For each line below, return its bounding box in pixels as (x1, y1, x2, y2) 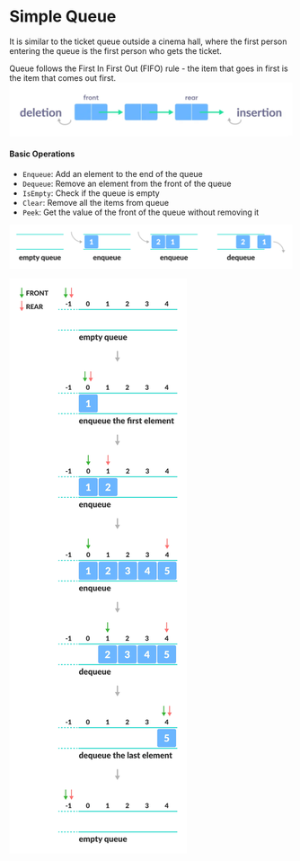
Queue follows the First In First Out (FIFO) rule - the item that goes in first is (9, 63, 289, 74)
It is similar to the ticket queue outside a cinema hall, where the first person (9, 36, 287, 47)
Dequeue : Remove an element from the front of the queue (22, 178, 232, 189)
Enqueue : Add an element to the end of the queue (22, 168, 204, 179)
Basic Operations (9, 148, 75, 159)
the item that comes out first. (9, 72, 117, 83)
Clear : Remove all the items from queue (22, 197, 170, 208)
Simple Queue (9, 6, 117, 27)
